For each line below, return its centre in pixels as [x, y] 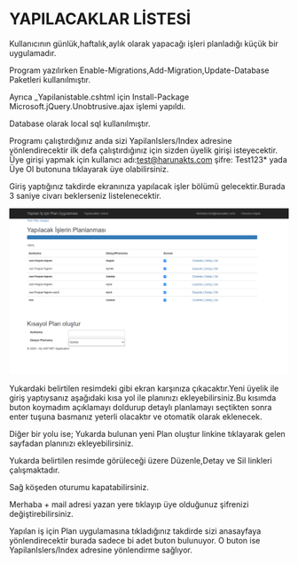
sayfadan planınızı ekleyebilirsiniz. [71, 443]
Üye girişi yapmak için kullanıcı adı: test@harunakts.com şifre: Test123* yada [149, 159]
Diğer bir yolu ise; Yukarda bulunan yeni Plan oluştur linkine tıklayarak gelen [147, 433]
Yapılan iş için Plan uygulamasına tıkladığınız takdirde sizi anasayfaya [135, 531]
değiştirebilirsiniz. [41, 513]
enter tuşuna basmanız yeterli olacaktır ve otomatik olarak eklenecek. [136, 417]
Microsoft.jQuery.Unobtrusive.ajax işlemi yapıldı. [98, 106]
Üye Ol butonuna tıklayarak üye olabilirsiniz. [89, 169]
